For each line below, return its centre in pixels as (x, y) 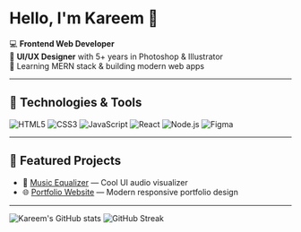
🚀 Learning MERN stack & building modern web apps (107, 65)
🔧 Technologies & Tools (76, 103)
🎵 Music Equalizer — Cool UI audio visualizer (105, 182)
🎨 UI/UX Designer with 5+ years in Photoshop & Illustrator (116, 56)
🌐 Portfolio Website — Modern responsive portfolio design (130, 192)
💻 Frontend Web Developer (62, 43)
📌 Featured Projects (65, 161)
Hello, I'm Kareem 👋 (84, 18)
